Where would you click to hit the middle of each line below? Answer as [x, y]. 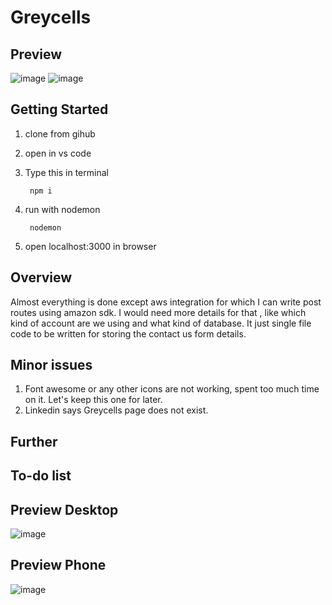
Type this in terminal [66, 172]
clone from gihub [60, 133]
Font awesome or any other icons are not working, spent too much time [172, 389]
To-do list [41, 476]
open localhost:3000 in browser [90, 246]
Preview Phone [58, 565]
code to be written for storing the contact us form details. [128, 333]
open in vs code [58, 153]
